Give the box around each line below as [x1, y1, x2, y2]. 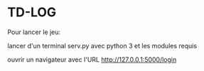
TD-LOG [7, 4, 57, 21]
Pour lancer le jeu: [7, 28, 60, 36]
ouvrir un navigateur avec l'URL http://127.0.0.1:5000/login [7, 55, 177, 64]
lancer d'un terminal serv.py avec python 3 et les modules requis [7, 41, 198, 50]
